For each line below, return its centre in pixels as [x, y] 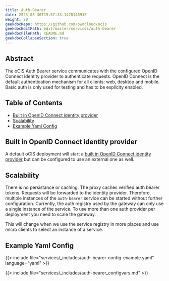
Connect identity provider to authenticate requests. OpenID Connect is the [82, 76]
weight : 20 [17, 19]
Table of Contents [34, 103]
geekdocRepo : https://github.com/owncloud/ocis [56, 24]
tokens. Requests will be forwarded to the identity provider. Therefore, [78, 193]
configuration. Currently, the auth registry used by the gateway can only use [84, 204]
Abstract [19, 59]
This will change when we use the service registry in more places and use [82, 224]
